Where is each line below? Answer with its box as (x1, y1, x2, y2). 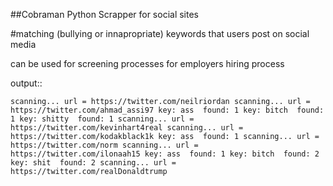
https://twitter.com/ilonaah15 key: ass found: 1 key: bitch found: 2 (10, 149, 320, 159)
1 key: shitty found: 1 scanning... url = (10, 114, 195, 124)
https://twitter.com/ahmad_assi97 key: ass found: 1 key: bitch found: (10, 105, 325, 115)
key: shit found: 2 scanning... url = (10, 158, 177, 168)
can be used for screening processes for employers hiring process (10, 58, 285, 69)
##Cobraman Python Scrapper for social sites (10, 9, 200, 20)
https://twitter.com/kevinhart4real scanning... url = (10, 123, 244, 133)
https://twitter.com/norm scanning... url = (10, 140, 199, 150)
